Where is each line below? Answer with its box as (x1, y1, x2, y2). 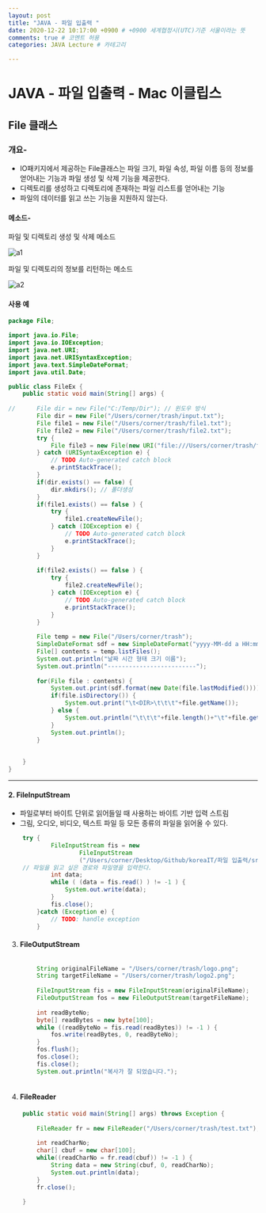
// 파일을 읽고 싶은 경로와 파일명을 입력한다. (22, 864, 152, 872)
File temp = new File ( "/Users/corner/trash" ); (36, 633, 193, 641)
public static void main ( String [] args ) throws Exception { (22, 1109, 225, 1117)
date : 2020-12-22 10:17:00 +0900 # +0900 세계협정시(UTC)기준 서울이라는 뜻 (8, 26, 245, 34)
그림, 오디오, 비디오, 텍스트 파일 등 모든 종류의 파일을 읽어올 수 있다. (19, 819, 228, 828)
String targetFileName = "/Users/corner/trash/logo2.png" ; (36, 972, 236, 980)
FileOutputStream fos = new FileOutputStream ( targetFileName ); (36, 994, 249, 1002)
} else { (50, 706, 80, 715)
